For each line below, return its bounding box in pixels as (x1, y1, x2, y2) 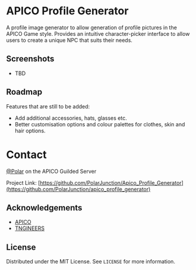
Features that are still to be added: (6, 103, 90, 110)
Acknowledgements (6, 203, 83, 213)
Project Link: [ (6, 179, 40, 186)
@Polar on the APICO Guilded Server (6, 167, 97, 175)
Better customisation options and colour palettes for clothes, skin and (14, 120, 185, 128)
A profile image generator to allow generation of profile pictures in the (6, 24, 177, 31)
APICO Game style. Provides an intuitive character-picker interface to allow (6, 30, 190, 37)
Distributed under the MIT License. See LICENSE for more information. (6, 258, 175, 265)
